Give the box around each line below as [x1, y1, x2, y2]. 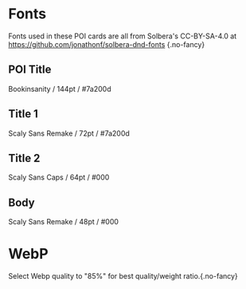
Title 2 [8, 151, 41, 164]
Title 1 [8, 107, 38, 121]
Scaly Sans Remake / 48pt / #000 [8, 217, 119, 227]
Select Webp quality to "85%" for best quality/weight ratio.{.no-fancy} [8, 271, 239, 281]
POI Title [8, 63, 52, 77]
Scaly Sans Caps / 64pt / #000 [8, 172, 110, 182]
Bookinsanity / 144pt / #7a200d [8, 84, 111, 93]
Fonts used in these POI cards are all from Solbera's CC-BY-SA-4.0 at [8, 31, 237, 41]
